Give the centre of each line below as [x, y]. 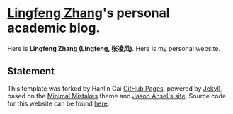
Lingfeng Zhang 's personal [89, 13]
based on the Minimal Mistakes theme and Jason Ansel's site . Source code [117, 96]
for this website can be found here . [58, 103]
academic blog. [54, 28]
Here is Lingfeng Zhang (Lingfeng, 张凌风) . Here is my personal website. [114, 48]
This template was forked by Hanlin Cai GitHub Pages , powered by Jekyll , [115, 88]
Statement [31, 71]
